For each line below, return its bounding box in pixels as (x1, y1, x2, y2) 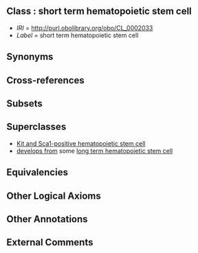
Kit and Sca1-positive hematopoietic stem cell (16, 139, 146, 147)
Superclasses (6, 121, 67, 133)
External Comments (6, 236, 93, 248)
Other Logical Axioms (6, 190, 101, 201)
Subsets (6, 98, 43, 109)
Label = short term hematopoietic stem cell (16, 31, 139, 39)
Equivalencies (6, 166, 68, 178)
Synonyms (6, 51, 54, 63)
